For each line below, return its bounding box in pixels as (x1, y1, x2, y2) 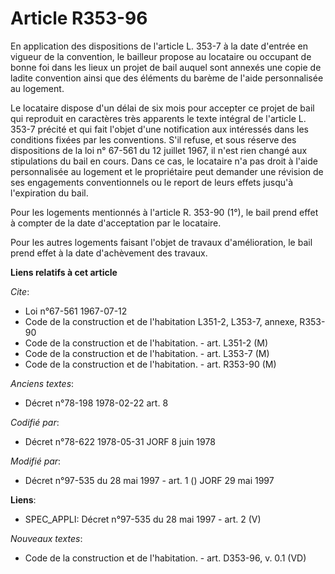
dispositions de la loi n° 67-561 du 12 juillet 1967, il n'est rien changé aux (10, 144, 308, 156)
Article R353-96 (10, 7, 148, 30)
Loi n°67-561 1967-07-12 (24, 305, 128, 317)
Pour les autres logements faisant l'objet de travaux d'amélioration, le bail (10, 236, 313, 248)
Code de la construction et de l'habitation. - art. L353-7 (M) (24, 347, 270, 359)
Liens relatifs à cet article (10, 266, 118, 278)
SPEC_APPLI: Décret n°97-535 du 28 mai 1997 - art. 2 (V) (24, 513, 262, 525)
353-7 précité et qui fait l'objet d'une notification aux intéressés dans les (10, 123, 309, 135)
